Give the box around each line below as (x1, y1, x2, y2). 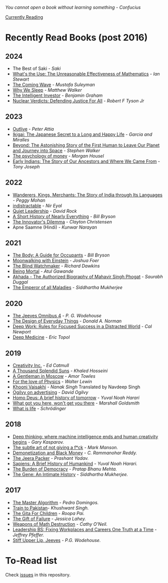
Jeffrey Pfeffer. (12, 532, 45, 538)
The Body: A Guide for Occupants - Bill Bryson (12, 252, 110, 258)
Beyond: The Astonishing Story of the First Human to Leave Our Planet (12, 142, 160, 148)
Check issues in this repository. (5, 571, 71, 577)
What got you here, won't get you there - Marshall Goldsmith (12, 400, 140, 406)
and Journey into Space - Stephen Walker (12, 147, 100, 154)
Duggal (12, 279, 28, 285)
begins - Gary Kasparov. (12, 439, 64, 445)
